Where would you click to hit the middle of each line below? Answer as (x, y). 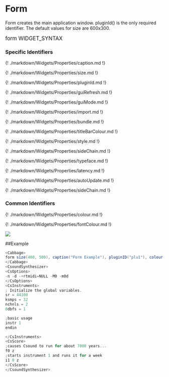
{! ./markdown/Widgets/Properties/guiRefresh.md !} (59, 92)
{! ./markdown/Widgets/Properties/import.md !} (54, 112)
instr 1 (13, 323)
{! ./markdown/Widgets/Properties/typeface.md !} (57, 161)
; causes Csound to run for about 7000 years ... (56, 346)
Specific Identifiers (29, 52)
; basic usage (19, 318)
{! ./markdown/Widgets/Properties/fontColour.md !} (58, 224)
